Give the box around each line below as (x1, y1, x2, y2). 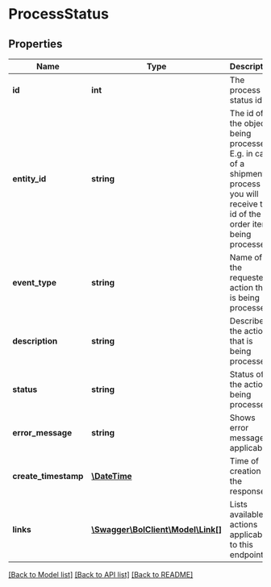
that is (229, 335, 253, 347)
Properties (8, 37, 63, 51)
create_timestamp (12, 471, 84, 481)
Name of (229, 252, 263, 263)
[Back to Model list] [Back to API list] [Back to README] (8, 570, 194, 579)
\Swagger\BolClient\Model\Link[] (91, 524, 223, 535)
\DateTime (91, 471, 132, 481)
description (12, 335, 58, 347)
